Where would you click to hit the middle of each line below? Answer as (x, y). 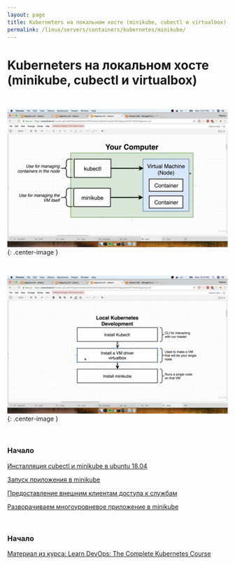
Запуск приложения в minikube (54, 479)
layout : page (26, 15)
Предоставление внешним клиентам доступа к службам (92, 493)
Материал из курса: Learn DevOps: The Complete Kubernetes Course (109, 553)
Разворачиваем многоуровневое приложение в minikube (93, 506)
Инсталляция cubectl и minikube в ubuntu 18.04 (78, 465)
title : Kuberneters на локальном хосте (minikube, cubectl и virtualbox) (117, 22)
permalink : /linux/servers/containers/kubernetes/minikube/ (97, 29)
